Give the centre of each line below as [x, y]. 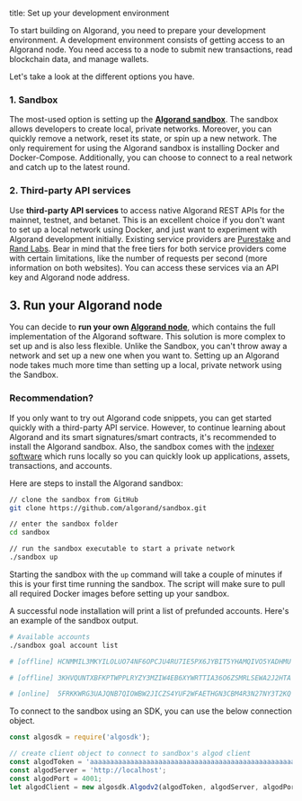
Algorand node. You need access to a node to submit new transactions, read [151, 49]
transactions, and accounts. [61, 465]
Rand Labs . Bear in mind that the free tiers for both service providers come [148, 248]
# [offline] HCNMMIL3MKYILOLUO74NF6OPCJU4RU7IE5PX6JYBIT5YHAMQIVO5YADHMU [151, 661]
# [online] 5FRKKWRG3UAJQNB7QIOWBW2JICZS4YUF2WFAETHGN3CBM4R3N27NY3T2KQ [151, 694]
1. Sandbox [34, 100]
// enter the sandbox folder [64, 524]
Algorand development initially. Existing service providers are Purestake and [150, 238]
